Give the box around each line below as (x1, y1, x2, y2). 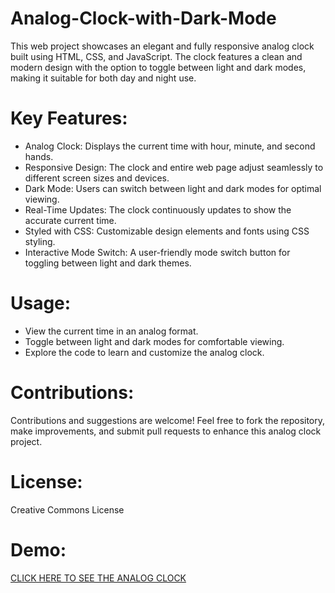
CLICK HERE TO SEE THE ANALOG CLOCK (10, 572, 187, 584)
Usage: (10, 292, 72, 315)
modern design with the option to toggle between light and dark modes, (10, 61, 307, 73)
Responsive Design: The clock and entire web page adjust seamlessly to (24, 161, 324, 173)
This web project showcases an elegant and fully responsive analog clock (10, 40, 315, 52)
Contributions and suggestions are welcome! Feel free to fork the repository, (10, 414, 326, 426)
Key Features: (10, 107, 128, 130)
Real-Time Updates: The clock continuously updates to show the (24, 203, 292, 216)
